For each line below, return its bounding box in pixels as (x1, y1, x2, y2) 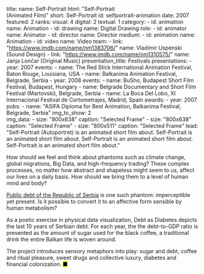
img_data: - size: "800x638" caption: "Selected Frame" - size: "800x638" (6, 116, 192, 123)
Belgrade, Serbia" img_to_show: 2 (6, 109, 92, 116)
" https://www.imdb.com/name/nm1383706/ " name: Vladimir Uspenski (6, 44, 182, 51)
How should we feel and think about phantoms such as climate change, (6, 154, 186, 161)
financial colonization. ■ (6, 261, 68, 268)
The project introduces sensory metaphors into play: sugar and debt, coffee (6, 248, 197, 254)
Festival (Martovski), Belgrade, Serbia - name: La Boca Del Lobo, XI (6, 90, 176, 97)
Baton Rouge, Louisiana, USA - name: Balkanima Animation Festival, (6, 70, 177, 77)
